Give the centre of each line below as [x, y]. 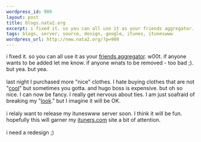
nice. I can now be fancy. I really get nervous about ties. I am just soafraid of [100, 94]
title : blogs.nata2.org [36, 23]
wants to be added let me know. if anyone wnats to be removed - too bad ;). [100, 63]
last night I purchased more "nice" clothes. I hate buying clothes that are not [100, 82]
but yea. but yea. [27, 69]
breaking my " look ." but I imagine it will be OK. [64, 101]
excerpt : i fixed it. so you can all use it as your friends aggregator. [100, 28]
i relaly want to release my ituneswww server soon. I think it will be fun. [94, 113]
